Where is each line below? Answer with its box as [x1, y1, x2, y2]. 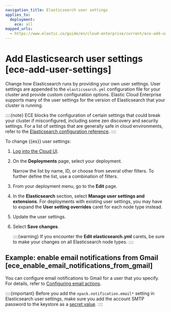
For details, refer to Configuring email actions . [5, 280, 102, 287]
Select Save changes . [12, 223, 60, 230]
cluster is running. [5, 102, 43, 108]
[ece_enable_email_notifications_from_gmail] [5, 262, 153, 270]
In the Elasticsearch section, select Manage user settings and [12, 193, 145, 199]
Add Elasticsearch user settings [5, 53, 143, 65]
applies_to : [5, 12, 31, 17]
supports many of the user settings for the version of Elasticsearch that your [5, 97, 165, 103]
